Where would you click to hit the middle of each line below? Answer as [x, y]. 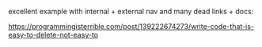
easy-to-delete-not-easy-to [53, 35]
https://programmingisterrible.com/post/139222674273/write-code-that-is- [131, 26]
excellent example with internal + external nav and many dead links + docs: [131, 11]
